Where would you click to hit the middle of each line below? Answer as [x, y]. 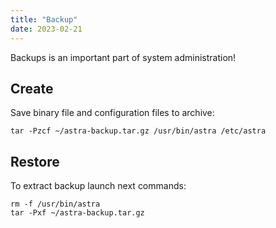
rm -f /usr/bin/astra [55, 204]
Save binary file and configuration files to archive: [112, 113]
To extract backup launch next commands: [98, 186]
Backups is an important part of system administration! [123, 57]
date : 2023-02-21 [46, 29]
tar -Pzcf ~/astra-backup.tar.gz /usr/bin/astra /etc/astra [138, 131]
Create [32, 88]
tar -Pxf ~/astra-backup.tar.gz [77, 213]
